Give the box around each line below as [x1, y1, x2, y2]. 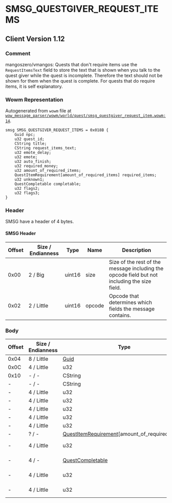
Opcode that [109, 292, 139, 299]
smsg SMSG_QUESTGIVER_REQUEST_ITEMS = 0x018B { [5, 128, 109, 133]
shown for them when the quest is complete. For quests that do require [5, 78, 155, 84]
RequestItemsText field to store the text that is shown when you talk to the [5, 67, 161, 73]
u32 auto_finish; [14, 159, 52, 164]
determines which [109, 299, 153, 306]
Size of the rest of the [109, 258, 161, 265]
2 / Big [28, 271, 45, 278]
